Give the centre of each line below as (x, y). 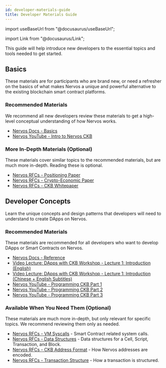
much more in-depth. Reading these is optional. (54, 165)
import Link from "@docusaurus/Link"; (45, 39)
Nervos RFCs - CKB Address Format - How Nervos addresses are (80, 350)
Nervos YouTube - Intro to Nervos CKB (52, 136)
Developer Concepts (38, 202)
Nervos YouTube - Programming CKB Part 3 (58, 295)
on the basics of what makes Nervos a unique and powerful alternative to (81, 87)
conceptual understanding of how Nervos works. (66, 121)
